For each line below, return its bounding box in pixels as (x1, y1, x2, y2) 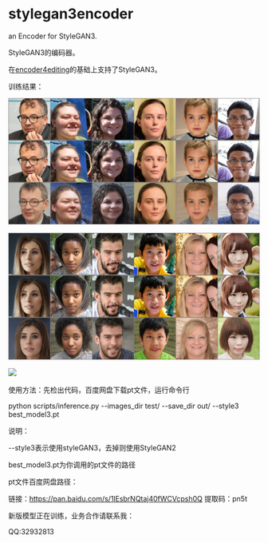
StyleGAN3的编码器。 (8, 47, 80, 57)
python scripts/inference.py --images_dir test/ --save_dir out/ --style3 (8, 401, 239, 410)
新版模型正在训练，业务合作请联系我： (8, 510, 134, 520)
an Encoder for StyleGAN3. (8, 31, 97, 41)
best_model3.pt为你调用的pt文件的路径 (8, 460, 136, 470)
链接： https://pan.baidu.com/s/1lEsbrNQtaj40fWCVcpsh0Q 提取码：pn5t (8, 493, 247, 503)
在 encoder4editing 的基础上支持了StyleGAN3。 (8, 65, 162, 74)
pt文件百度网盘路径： (8, 477, 78, 486)
